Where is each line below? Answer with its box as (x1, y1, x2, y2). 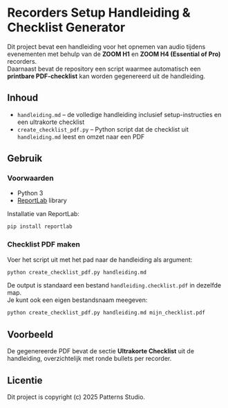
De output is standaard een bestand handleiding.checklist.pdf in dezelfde (7, 281, 222, 290)
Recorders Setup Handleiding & (7, 5, 191, 21)
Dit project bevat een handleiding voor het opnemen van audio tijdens (7, 42, 206, 51)
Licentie (7, 374, 43, 386)
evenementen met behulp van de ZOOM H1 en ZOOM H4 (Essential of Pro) (7, 50, 221, 58)
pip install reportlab (7, 223, 73, 230)
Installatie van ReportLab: (7, 210, 79, 218)
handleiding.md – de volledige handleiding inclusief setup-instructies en (17, 110, 222, 118)
